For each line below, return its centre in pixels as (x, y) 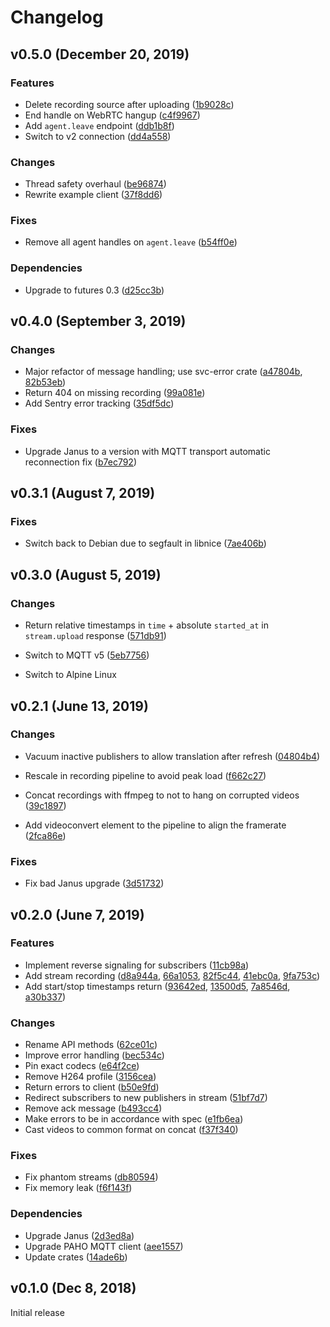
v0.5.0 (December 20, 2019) (100, 54)
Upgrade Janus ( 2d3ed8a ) (79, 1235)
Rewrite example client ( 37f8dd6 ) (93, 195)
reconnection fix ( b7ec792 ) (80, 462)
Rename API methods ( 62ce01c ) (91, 1045)
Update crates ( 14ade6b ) (76, 1257)
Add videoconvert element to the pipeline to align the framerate (155, 825)
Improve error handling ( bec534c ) (94, 1055)
